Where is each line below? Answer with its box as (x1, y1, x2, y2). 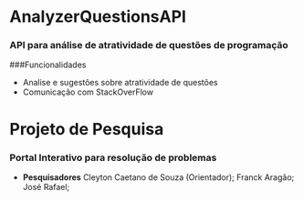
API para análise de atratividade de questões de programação (9, 39, 289, 52)
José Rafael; (22, 181, 70, 192)
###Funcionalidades (9, 59, 87, 70)
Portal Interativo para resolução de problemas (9, 151, 217, 164)
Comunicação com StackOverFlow (22, 86, 153, 97)
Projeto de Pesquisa (9, 118, 164, 139)
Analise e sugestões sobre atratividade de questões (22, 77, 218, 88)
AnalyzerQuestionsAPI (9, 6, 187, 27)
